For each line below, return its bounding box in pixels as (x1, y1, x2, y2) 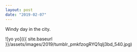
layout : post (5, 7, 33, 13)
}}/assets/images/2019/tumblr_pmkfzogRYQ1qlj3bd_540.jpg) (5, 41, 132, 47)
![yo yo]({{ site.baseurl (5, 36, 52, 42)
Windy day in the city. (5, 26, 51, 32)
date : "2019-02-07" (5, 12, 47, 17)
